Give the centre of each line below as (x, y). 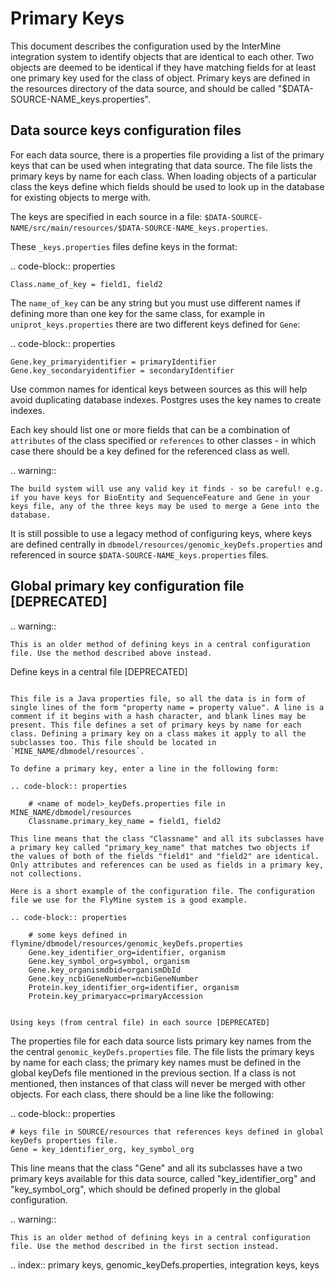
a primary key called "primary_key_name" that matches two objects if (160, 847)
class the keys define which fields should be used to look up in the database (167, 186)
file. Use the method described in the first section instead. (145, 1246)
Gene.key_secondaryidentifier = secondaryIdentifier (122, 370)
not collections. (46, 873)
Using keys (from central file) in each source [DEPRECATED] (140, 1022)
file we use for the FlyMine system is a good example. (129, 900)
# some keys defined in (78, 935)
